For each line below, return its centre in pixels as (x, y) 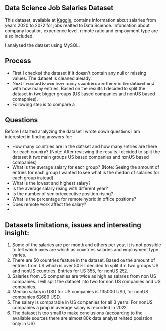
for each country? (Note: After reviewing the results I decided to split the (86, 152)
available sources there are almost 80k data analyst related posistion (82, 318)
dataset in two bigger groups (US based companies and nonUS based (83, 94)
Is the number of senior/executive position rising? (62, 194)
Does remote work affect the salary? (49, 204)
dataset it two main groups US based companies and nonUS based (81, 157)
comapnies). (25, 99)
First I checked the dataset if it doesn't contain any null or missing (79, 73)
